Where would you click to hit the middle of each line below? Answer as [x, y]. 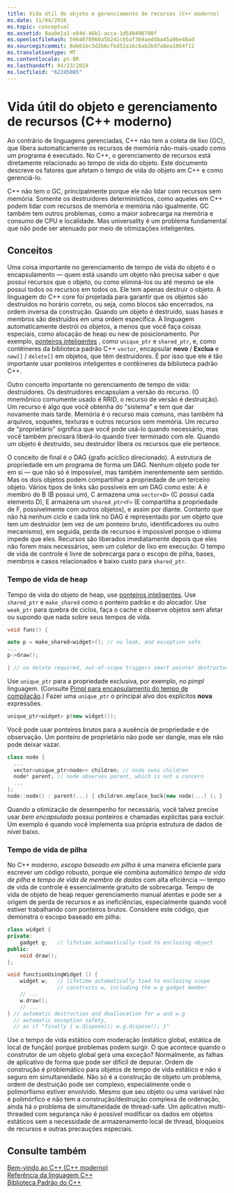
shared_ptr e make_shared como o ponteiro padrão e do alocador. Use [107, 602]
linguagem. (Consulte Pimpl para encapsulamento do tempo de [98, 688]
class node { [26, 757]
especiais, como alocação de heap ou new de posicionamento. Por [103, 334]
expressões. [25, 703]
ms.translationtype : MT [42, 53]
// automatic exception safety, [61, 1020]
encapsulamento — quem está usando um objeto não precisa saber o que [113, 275]
